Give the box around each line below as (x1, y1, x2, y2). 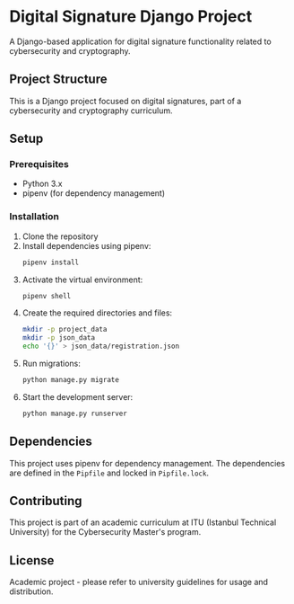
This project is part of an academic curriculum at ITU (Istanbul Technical (9, 517, 277, 528)
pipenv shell (22, 291, 72, 300)
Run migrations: (22, 358, 81, 369)
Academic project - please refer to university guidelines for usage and (9, 577, 269, 588)
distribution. (9, 586, 54, 597)
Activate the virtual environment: (22, 274, 143, 285)
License (9, 553, 55, 568)
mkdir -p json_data (22, 333, 96, 342)
